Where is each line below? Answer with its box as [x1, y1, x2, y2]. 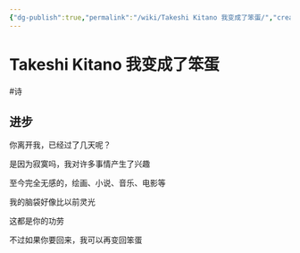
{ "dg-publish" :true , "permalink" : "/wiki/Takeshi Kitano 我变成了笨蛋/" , [9, 13, 274, 22]
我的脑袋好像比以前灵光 [9, 197, 96, 207]
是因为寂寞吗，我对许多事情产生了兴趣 [9, 158, 150, 170]
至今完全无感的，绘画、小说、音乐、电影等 [9, 178, 166, 189]
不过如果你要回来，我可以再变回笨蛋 [9, 234, 143, 246]
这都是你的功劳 [9, 215, 64, 226]
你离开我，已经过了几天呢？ [9, 139, 112, 150]
